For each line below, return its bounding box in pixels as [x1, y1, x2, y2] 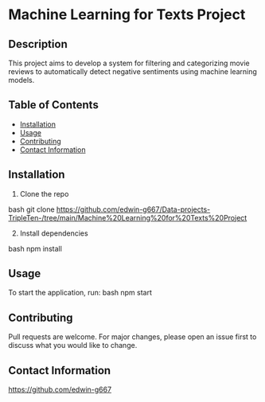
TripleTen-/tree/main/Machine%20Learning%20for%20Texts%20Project [8, 213, 247, 222]
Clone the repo [19, 189, 69, 198]
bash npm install [8, 244, 62, 253]
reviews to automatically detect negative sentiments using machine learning [8, 67, 257, 76]
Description [8, 37, 68, 51]
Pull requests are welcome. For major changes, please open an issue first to [8, 332, 257, 342]
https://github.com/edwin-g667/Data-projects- [56, 205, 211, 214]
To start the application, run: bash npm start [8, 288, 153, 298]
